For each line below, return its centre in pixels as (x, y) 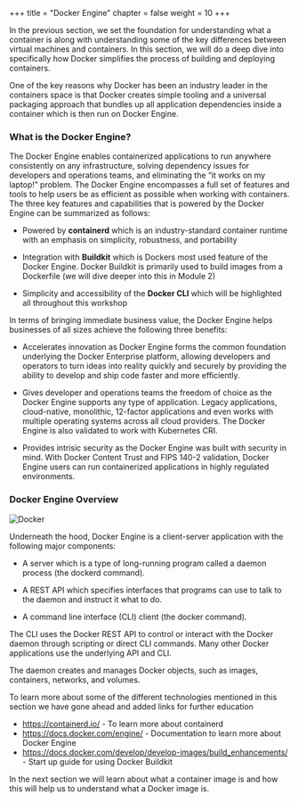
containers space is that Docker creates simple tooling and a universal (138, 95)
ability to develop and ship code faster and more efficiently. (131, 376)
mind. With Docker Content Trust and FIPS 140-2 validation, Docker (145, 458)
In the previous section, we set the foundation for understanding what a (140, 30)
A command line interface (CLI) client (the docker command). (134, 617)
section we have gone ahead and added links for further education (131, 706)
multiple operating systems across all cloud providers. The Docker (144, 421)
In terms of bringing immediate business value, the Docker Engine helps (141, 320)
